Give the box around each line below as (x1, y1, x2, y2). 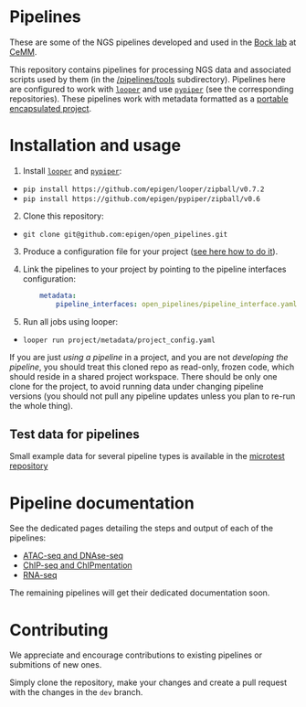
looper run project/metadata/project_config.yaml (22, 336, 216, 345)
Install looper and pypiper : (22, 165, 122, 176)
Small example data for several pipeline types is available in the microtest (9, 451, 285, 462)
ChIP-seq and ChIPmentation (22, 560, 132, 571)
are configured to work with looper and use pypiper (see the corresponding (9, 83, 294, 94)
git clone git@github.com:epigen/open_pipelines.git (22, 230, 228, 239)
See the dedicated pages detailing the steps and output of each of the (9, 523, 274, 534)
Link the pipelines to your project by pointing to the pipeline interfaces (22, 263, 287, 274)
